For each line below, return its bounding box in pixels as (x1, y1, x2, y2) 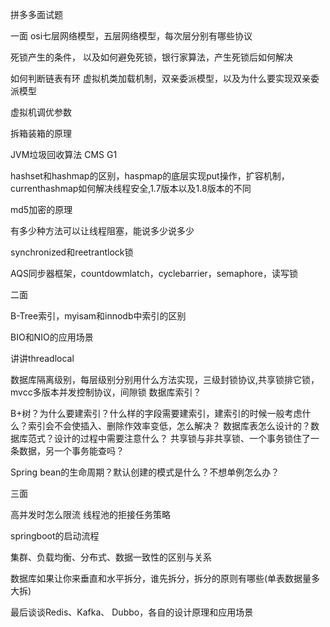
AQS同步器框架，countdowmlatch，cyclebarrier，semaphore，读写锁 (10, 268, 298, 279)
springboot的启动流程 (10, 530, 100, 542)
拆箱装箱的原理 (10, 128, 72, 139)
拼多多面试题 (10, 9, 63, 20)
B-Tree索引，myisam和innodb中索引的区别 (10, 310, 187, 322)
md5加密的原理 (10, 204, 73, 215)
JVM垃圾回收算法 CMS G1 (10, 149, 118, 160)
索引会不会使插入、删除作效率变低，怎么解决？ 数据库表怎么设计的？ (27, 420, 311, 432)
